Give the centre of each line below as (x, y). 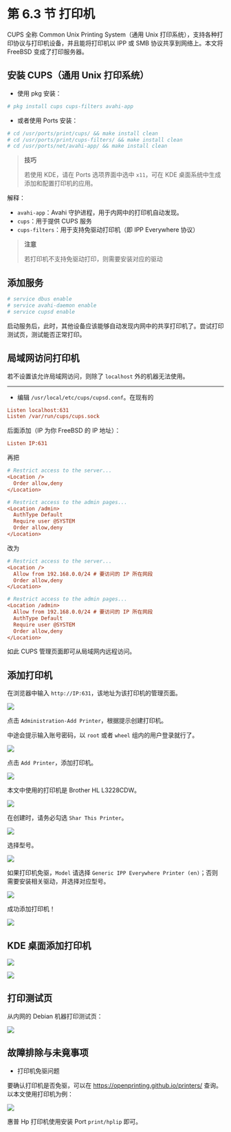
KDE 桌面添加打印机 (49, 945)
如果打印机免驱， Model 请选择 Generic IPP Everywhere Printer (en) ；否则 (113, 873)
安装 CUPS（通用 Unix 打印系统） (78, 75)
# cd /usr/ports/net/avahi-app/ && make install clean (87, 146)
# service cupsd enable (41, 312)
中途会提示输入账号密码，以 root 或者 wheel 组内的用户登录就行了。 (103, 735)
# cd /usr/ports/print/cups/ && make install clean (82, 133)
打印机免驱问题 (38, 1071)
